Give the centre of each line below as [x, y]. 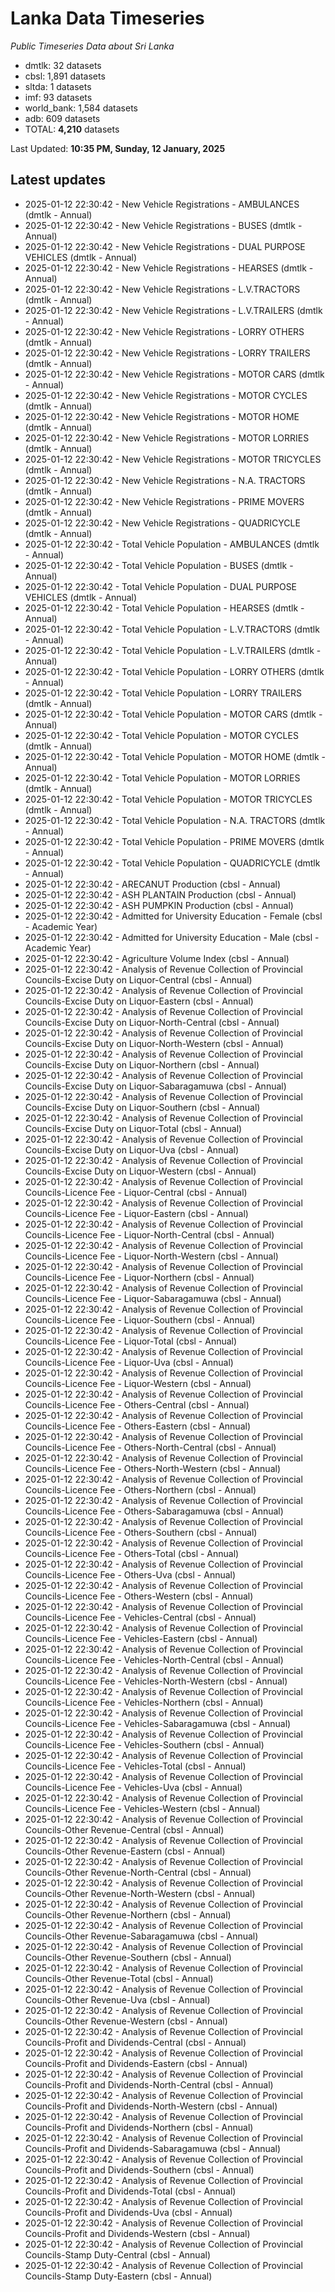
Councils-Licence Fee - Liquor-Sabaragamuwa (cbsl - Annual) [153, 1298]
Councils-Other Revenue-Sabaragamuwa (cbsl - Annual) [141, 1936]
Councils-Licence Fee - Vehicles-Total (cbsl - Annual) [135, 1766]
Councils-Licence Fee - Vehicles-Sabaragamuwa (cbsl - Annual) [158, 1723]
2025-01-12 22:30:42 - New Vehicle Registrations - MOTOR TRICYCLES [173, 459]
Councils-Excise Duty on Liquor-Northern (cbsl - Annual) [142, 1064]
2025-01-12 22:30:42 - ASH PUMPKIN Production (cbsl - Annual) [159, 905]
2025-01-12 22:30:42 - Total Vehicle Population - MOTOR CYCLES [161, 735]
